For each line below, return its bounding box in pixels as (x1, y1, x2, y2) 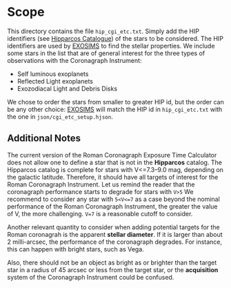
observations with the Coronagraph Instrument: (7, 56, 142, 64)
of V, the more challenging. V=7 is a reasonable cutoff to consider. (7, 209, 193, 218)
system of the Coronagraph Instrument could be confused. (7, 273, 174, 281)
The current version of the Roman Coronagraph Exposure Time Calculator (7, 151, 217, 159)
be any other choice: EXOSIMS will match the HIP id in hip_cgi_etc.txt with (7, 105, 223, 113)
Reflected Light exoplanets (17, 77, 93, 85)
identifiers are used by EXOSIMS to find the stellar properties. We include (7, 41, 215, 50)
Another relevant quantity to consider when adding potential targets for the (7, 222, 221, 231)
